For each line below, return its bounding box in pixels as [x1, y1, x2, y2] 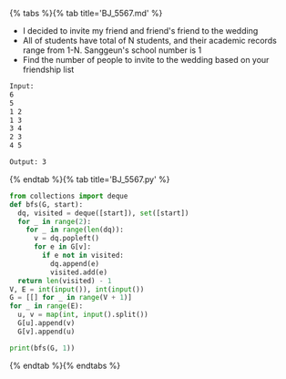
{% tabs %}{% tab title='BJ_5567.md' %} [9, 8, 163, 18]
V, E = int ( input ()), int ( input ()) [9, 284, 145, 294]
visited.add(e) [49, 268, 107, 277]
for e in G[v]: [33, 242, 92, 251]
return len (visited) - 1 [17, 276, 112, 285]
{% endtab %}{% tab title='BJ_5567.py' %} [9, 173, 170, 185]
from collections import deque [9, 191, 128, 200]
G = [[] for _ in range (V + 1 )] [9, 293, 132, 302]
